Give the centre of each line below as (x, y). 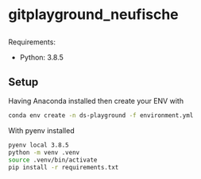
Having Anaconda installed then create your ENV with (96, 101)
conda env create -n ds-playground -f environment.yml (101, 116)
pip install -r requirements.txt (64, 167)
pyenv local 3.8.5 (39, 145)
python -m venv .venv (44, 153)
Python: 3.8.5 (41, 57)
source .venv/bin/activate (53, 160)
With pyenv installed (41, 131)
